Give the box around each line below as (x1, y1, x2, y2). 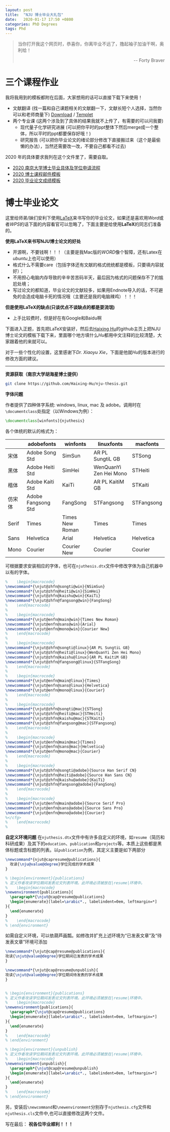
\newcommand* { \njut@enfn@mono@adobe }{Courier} (5, 810, 105, 816)
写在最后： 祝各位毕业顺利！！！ (5, 1121, 73, 1127)
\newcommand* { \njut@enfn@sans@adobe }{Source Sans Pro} (5, 805, 123, 810)
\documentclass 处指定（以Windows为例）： (5, 408, 95, 414)
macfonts (135, 440, 159, 447)
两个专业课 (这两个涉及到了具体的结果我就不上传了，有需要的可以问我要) (12, 118, 163, 124)
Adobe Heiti (26, 464, 55, 471)
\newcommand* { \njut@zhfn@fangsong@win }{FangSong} (5, 598, 112, 604)
